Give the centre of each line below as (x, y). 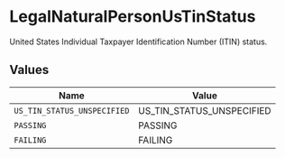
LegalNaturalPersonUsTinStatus (133, 17)
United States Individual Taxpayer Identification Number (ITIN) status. (138, 42)
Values (29, 70)
